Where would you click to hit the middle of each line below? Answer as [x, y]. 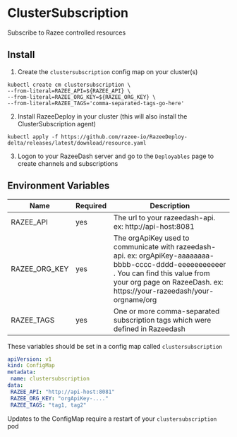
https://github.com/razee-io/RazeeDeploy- [124, 137]
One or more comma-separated [166, 311]
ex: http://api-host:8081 [154, 226]
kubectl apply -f [33, 137]
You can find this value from [164, 273]
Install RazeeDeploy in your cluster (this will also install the [102, 116]
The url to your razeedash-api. [164, 217]
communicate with [144, 246]
